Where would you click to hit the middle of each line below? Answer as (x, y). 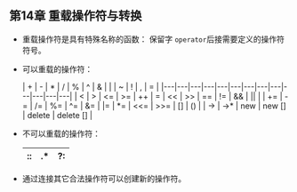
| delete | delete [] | (57, 115)
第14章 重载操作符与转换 (76, 16)
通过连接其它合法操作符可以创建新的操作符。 (104, 178)
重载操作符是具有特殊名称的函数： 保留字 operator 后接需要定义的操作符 (153, 39)
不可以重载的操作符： (61, 133)
